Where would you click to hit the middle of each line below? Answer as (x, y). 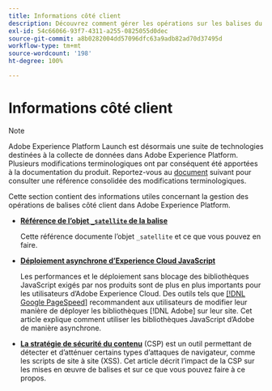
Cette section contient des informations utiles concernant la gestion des (129, 196)
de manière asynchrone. (61, 328)
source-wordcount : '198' (50, 53)
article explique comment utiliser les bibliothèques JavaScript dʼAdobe (137, 319)
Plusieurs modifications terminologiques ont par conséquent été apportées (133, 164)
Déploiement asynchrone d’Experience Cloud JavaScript (118, 261)
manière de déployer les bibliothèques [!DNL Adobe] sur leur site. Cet (136, 310)
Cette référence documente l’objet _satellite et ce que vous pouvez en (140, 236)
